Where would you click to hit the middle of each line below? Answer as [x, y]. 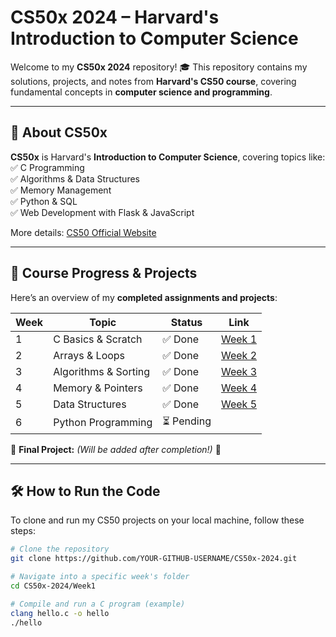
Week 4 [239, 388]
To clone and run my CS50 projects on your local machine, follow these [157, 520]
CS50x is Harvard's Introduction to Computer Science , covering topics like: [168, 157]
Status [186, 322]
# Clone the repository [60, 549]
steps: [23, 531]
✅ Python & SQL [44, 201]
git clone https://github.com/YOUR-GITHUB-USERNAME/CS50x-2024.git [154, 559]
